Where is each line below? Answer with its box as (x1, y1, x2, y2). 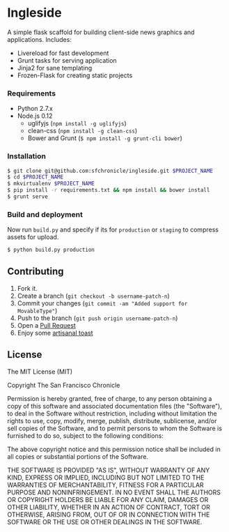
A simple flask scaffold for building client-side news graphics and (7, 28, 195, 36)
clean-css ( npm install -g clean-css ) (27, 127, 138, 135)
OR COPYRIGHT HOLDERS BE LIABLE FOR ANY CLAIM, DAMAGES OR (7, 495, 209, 503)
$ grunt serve (7, 193, 49, 200)
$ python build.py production (7, 246, 95, 254)
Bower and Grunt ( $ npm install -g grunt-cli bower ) (27, 134, 183, 142)
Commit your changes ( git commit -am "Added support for (17, 298, 188, 307)
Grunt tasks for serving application (17, 56, 117, 64)
